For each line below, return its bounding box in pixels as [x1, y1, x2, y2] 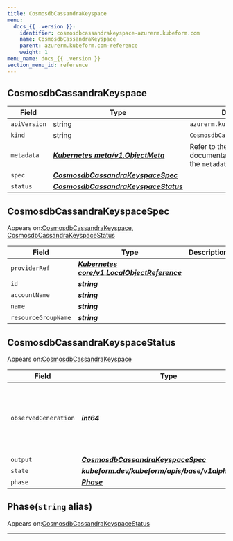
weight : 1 [19, 49, 49, 56]
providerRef [10, 265, 51, 272]
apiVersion [10, 121, 46, 128]
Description [188, 247, 228, 257]
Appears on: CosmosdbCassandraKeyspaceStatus [7, 519, 150, 527]
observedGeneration [10, 414, 75, 423]
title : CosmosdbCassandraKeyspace [7, 10, 107, 17]
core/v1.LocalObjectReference [78, 268, 182, 278]
